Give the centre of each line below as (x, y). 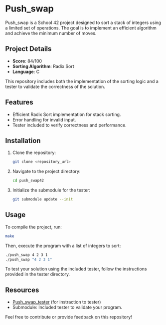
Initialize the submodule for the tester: (51, 190)
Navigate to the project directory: (46, 171)
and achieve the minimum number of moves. (51, 33)
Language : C (26, 71)
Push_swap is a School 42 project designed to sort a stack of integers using (83, 22)
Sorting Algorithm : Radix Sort (43, 66)
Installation (23, 140)
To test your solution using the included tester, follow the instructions (76, 269)
